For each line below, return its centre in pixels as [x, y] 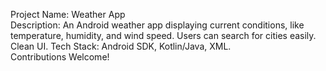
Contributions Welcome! [60, 57]
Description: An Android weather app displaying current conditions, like [157, 25]
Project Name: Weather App [68, 14]
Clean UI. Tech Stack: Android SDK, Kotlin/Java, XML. [121, 46]
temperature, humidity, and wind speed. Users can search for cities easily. [163, 35]
